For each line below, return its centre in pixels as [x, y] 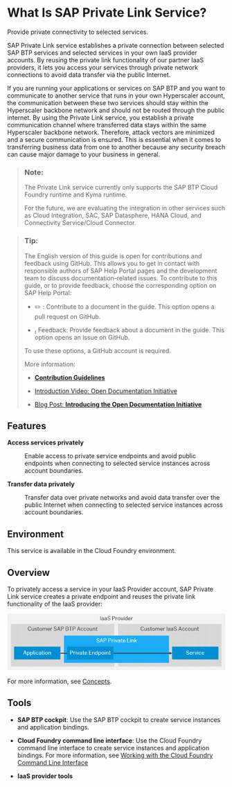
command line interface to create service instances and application [113, 748]
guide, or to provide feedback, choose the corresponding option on [120, 285]
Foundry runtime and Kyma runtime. [75, 195]
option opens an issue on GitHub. [82, 337]
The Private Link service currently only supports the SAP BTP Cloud [121, 188]
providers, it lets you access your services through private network [103, 67]
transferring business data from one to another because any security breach [116, 147]
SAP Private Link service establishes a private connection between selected [116, 45]
